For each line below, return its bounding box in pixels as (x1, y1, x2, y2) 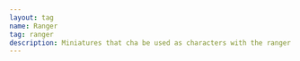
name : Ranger (9, 22, 58, 30)
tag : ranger (9, 30, 54, 39)
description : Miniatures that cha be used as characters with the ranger (9, 38, 292, 48)
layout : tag (9, 13, 54, 22)
